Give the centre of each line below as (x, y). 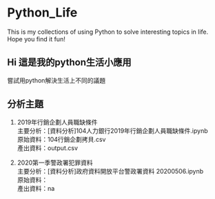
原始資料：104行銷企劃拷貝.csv (61, 139)
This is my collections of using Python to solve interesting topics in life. (108, 32)
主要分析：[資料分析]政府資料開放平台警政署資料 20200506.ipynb (110, 171)
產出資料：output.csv (47, 148)
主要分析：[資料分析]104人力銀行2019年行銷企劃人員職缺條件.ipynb (112, 130)
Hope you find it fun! (36, 39)
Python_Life (42, 13)
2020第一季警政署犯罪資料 (55, 163)
